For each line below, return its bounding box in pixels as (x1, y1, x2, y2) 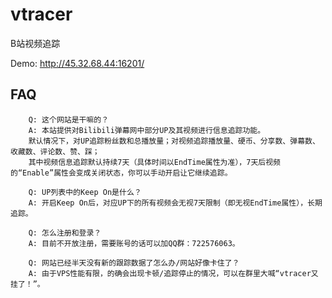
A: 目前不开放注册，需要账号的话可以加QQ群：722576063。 (28, 238, 240, 248)
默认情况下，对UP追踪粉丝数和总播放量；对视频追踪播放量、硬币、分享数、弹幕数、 (28, 136, 320, 146)
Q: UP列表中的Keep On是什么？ (28, 187, 142, 197)
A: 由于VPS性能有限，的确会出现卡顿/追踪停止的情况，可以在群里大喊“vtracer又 (28, 268, 319, 278)
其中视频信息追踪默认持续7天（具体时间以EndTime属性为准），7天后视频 (28, 157, 281, 167)
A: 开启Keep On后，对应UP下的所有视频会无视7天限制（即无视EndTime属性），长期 (28, 198, 323, 208)
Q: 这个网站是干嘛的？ (28, 114, 110, 125)
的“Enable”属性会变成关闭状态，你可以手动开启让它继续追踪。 (10, 168, 233, 178)
